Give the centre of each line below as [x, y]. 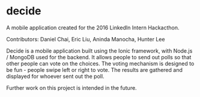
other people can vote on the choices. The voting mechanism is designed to [100, 63]
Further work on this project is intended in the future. [71, 87]
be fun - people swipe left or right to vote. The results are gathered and [95, 69]
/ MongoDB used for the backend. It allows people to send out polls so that [99, 57]
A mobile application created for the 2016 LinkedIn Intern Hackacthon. [93, 28]
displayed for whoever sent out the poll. [55, 76]
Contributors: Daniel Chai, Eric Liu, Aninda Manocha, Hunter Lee [86, 39]
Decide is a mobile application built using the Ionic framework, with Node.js [99, 51]
